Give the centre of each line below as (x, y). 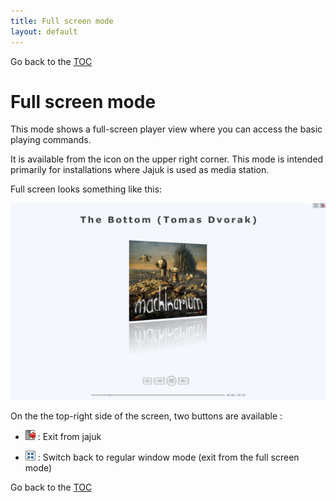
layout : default (44, 31)
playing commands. (51, 140)
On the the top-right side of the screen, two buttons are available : (146, 416)
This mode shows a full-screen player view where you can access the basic (166, 129)
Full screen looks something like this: (86, 189)
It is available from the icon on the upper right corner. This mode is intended (167, 159)
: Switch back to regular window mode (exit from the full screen (168, 457)
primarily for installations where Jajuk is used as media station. (140, 170)
